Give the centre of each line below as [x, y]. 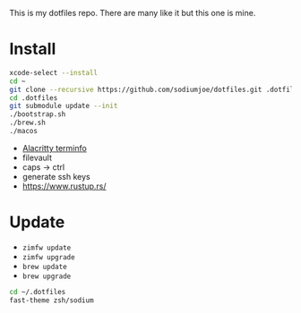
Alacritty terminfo [54, 148]
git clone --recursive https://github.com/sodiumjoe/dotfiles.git [136, 89]
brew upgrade [47, 276]
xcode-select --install [54, 72]
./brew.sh [28, 123]
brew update [44, 266]
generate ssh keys [56, 176]
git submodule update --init [64, 106]
